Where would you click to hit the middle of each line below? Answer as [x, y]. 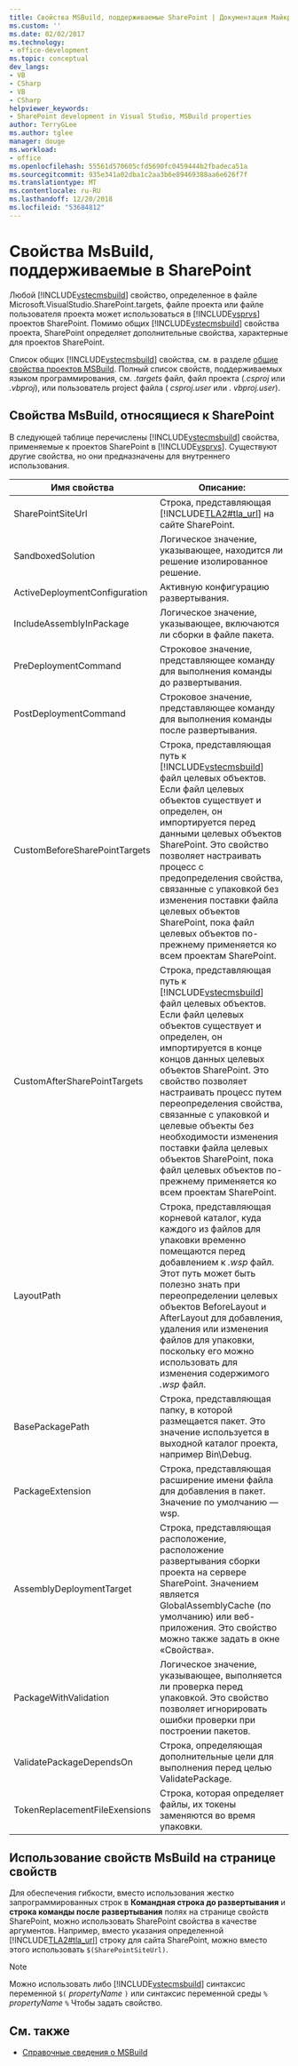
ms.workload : [33, 149]
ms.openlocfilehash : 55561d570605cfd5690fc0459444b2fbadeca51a [129, 166]
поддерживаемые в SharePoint [130, 270]
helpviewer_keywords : [49, 108]
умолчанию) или [196, 1616]
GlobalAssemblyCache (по [215, 1605]
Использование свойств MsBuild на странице [143, 1858]
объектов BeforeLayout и [213, 1306]
